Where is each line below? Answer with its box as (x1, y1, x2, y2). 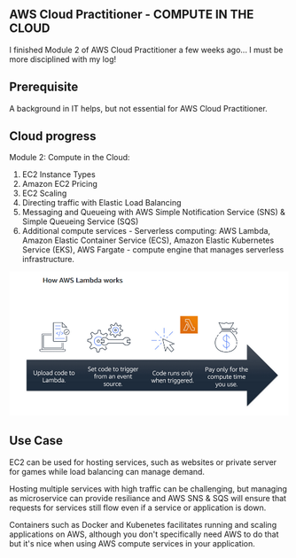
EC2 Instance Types (21, 169, 96, 180)
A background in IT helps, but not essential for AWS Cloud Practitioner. (9, 103, 268, 113)
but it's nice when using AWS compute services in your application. (9, 538, 255, 548)
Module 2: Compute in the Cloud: (9, 152, 130, 163)
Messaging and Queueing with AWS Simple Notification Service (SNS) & (21, 207, 286, 218)
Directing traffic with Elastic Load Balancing (21, 198, 182, 208)
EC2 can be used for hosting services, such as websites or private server (9, 456, 277, 468)
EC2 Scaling (21, 188, 67, 198)
